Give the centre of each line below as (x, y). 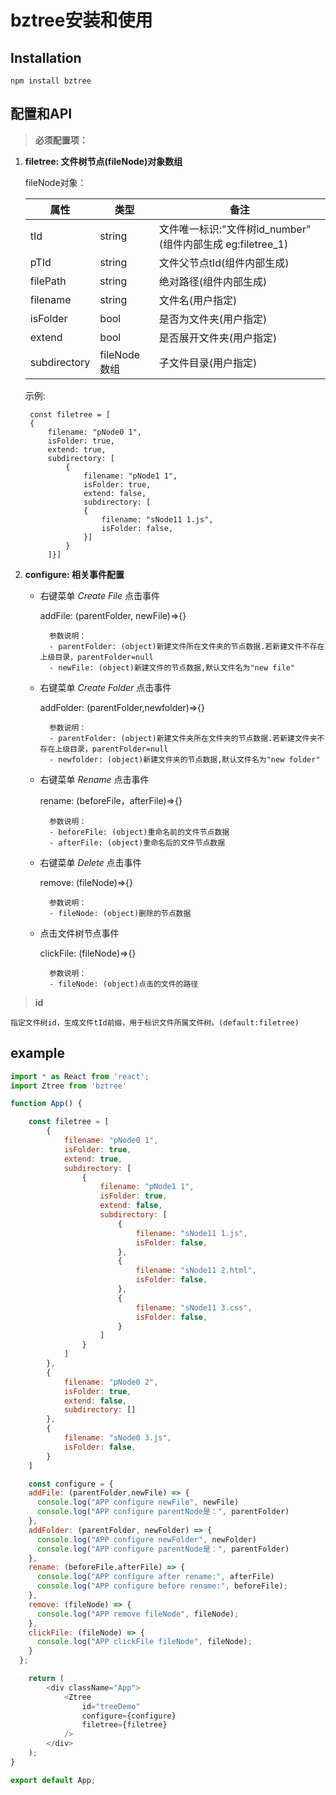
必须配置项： (61, 140)
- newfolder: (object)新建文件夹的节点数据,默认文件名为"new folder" (184, 759)
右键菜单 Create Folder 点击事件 (105, 687)
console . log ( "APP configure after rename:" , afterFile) (155, 1577)
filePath (48, 281)
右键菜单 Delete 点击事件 (90, 862)
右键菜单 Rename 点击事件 (94, 779)
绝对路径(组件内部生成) (213, 281)
